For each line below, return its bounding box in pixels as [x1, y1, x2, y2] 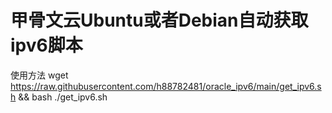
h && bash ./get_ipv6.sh [10, 91, 108, 103]
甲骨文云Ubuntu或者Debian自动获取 [10, 9, 309, 32]
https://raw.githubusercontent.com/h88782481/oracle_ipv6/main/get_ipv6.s [10, 80, 322, 92]
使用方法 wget [10, 69, 69, 81]
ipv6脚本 [10, 34, 83, 57]
